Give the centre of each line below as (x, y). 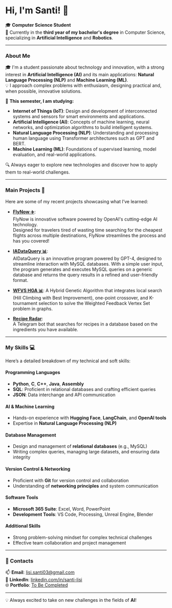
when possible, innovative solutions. (44, 91)
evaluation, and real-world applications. (54, 155)
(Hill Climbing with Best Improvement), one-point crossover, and (80, 298)
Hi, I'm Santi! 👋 (37, 10)
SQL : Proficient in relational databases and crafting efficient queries (84, 389)
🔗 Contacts (19, 561)
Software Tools (22, 497)
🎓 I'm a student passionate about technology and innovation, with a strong (85, 67)
